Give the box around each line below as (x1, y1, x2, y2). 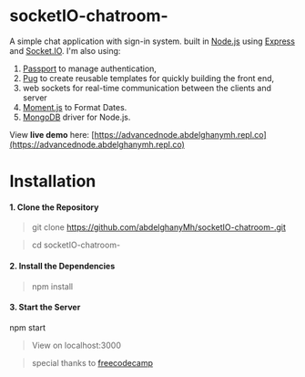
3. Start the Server (9, 302, 81, 313)
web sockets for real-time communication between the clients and (22, 82, 271, 93)
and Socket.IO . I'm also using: (9, 45, 121, 56)
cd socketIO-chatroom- (31, 239, 121, 251)
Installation (9, 171, 97, 192)
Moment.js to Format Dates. (22, 101, 127, 112)
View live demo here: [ (9, 129, 95, 140)
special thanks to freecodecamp (31, 357, 153, 368)
